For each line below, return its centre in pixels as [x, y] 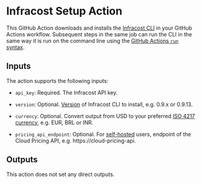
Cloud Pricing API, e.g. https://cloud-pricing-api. [75, 140]
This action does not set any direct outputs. [61, 174]
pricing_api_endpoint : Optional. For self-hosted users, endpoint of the [103, 134]
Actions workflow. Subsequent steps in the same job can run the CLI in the [99, 34]
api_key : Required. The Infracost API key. [66, 93]
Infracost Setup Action [64, 11]
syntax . [15, 47]
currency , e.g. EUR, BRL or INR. [54, 122]
